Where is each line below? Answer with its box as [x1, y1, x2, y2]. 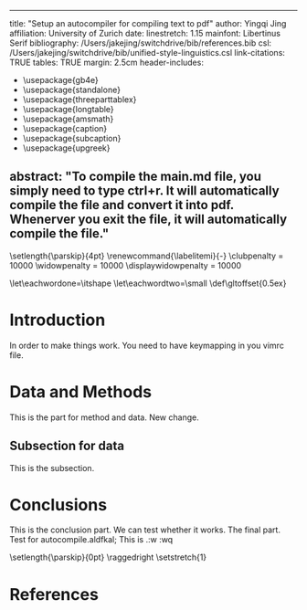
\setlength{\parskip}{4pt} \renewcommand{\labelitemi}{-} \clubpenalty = [9, 250, 284, 261]
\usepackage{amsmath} [22, 113, 114, 124]
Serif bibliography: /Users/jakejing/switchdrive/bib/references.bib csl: [9, 37, 272, 48]
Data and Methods [9, 381, 153, 402]
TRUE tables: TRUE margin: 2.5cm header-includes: [9, 57, 204, 68]
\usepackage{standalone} [22, 84, 122, 95]
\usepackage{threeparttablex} [22, 94, 137, 105]
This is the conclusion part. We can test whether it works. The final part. [9, 524, 281, 535]
